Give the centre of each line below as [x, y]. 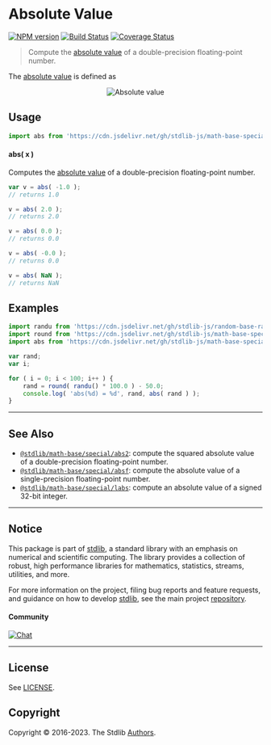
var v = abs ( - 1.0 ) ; [45, 187]
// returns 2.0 [34, 217]
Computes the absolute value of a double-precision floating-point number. [132, 172]
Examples [33, 308]
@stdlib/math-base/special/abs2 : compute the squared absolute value [137, 453]
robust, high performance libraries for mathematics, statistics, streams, [126, 566]
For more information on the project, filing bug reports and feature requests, [134, 590]
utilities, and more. [39, 574]
